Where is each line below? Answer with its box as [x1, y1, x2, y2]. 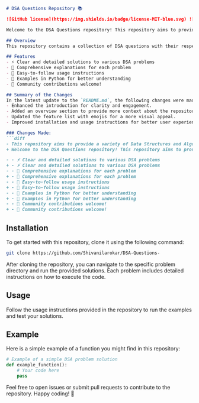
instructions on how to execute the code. [6, 273, 106, 280]
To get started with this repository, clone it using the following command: [6, 238, 185, 245]
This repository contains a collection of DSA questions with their [6, 43, 179, 49]
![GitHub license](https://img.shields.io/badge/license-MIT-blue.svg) [6, 16, 187, 22]
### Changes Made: [6, 130, 52, 136]
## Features [6, 54, 36, 60]
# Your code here [17, 368, 60, 373]
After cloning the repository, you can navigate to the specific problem [6, 261, 176, 268]
